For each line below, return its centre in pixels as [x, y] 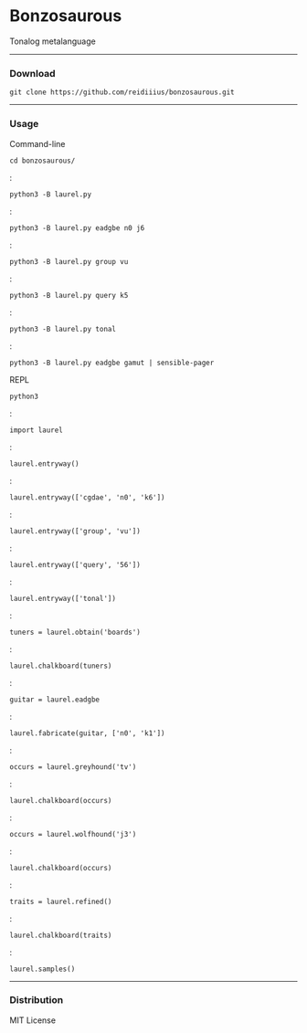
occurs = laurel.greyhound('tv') [73, 767]
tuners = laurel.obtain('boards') [75, 632]
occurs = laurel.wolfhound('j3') [73, 834]
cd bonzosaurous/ [42, 161]
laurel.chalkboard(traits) [61, 935]
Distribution [37, 1000]
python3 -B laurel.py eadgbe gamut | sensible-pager [112, 363]
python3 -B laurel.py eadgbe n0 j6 [77, 228]
